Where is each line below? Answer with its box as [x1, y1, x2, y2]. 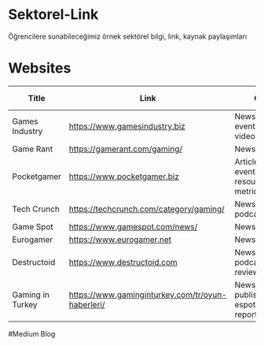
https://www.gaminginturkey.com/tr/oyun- [68, 289, 227, 300]
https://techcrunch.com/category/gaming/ [68, 203, 225, 214]
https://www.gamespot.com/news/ [68, 221, 198, 232]
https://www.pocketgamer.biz [68, 171, 179, 182]
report [234, 309, 258, 320]
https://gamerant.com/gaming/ [68, 143, 183, 154]
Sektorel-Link [8, 6, 99, 24]
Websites [8, 59, 71, 77]
